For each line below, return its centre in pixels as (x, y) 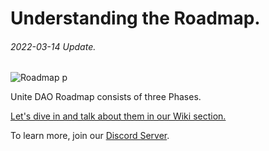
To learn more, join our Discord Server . (90, 136)
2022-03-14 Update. (53, 46)
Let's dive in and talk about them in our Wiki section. (118, 116)
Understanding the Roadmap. (135, 18)
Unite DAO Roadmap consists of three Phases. (106, 97)
